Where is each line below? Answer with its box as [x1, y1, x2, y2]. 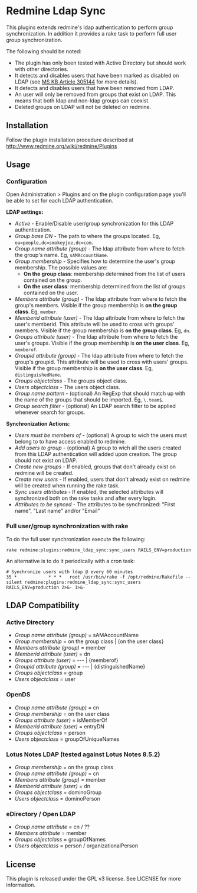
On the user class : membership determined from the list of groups [23, 283, 186, 290]
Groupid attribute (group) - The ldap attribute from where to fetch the [14, 352, 183, 359]
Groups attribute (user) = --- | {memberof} [14, 657, 119, 664]
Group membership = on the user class [14, 710, 110, 717]
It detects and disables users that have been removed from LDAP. [14, 84, 175, 91]
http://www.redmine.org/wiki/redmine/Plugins [6, 142, 117, 149]
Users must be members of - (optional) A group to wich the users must [14, 432, 188, 439]
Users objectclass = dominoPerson [14, 795, 100, 802]
